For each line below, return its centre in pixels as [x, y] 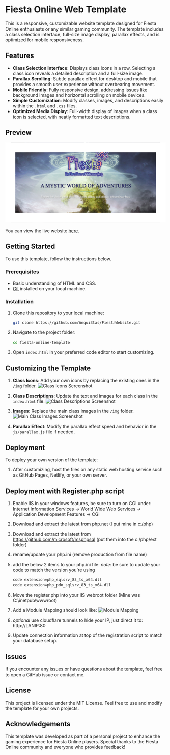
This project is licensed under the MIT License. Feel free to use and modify [84, 703]
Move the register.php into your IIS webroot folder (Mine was [76, 595]
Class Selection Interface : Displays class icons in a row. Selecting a [84, 68]
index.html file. [29, 401]
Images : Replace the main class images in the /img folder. [73, 411]
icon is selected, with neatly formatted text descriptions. [72, 117]
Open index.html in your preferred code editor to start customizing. [83, 352]
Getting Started [30, 246]
